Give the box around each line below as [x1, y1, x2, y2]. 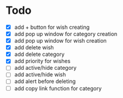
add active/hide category [14, 64, 77, 72]
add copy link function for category [14, 85, 102, 92]
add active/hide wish [14, 71, 67, 78]
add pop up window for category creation [14, 31, 118, 37]
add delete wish [14, 44, 55, 51]
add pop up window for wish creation [14, 37, 107, 44]
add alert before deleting [14, 78, 76, 85]
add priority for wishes [14, 58, 71, 65]
